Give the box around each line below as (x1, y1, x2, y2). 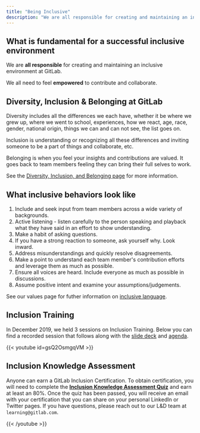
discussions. (14, 275, 46, 282)
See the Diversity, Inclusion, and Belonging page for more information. (6, 172, 179, 179)
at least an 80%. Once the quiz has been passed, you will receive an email (6, 390, 189, 397)
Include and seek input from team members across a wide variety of (14, 205, 183, 212)
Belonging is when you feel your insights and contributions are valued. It (6, 154, 183, 161)
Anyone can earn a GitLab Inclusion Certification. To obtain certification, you (6, 376, 194, 384)
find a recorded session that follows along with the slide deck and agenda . (6, 332, 189, 339)
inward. (14, 243, 34, 250)
